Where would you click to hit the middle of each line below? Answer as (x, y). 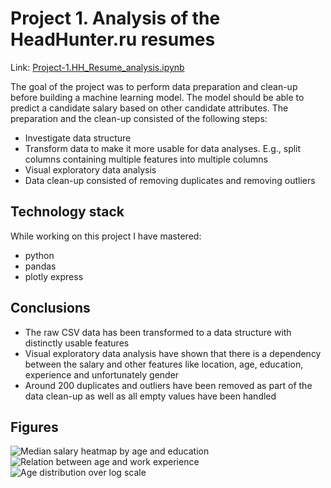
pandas (40, 266)
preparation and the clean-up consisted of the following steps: (139, 118)
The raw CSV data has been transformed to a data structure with (158, 332)
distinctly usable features (77, 343)
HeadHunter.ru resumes (113, 39)
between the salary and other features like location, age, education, (164, 364)
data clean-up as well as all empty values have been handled (150, 396)
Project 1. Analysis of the (115, 18)
